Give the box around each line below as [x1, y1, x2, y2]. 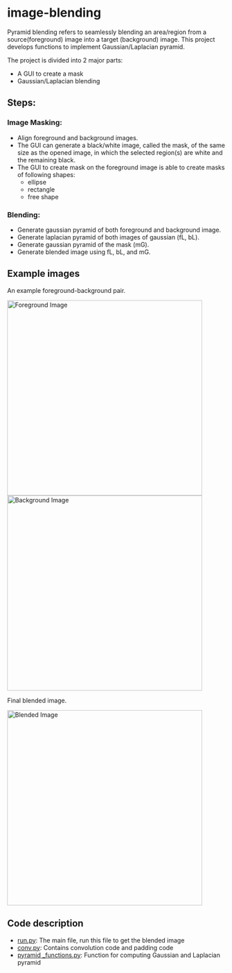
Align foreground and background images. [17, 133, 139, 142]
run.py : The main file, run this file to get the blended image [17, 936, 185, 945]
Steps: [7, 97, 36, 109]
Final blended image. [7, 696, 67, 704]
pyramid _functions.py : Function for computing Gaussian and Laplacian [17, 951, 220, 959]
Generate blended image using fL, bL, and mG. [17, 248, 151, 256]
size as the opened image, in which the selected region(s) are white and [17, 148, 223, 157]
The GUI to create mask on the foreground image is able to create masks [17, 163, 225, 171]
